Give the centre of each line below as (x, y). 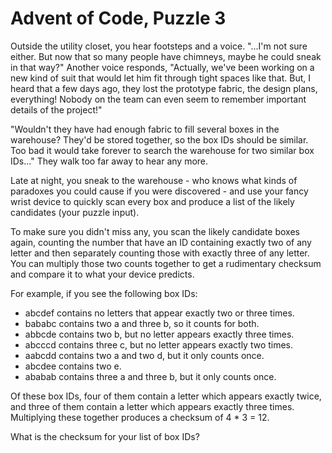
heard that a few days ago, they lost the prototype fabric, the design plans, (164, 88)
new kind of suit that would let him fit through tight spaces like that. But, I (161, 78)
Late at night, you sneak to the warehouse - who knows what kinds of (154, 180)
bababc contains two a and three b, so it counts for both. (142, 323)
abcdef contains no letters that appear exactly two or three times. (159, 313)
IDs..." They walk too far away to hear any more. (109, 161)
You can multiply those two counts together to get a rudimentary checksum (166, 263)
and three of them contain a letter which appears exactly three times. (152, 406)
